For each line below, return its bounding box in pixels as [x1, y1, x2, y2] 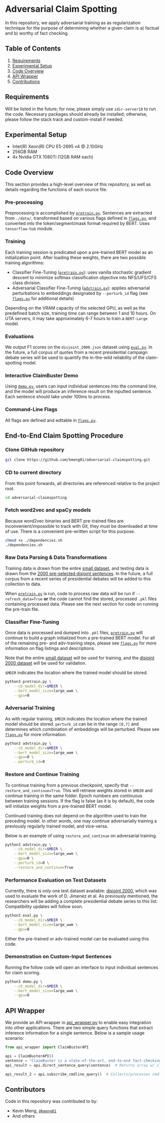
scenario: [5, 1035, 24, 1041]
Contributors [5, 1085, 46, 1093]
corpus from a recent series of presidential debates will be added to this [5, 576, 151, 581]
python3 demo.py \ [5, 979, 43, 984]
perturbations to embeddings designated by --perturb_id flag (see [12, 290, 148, 296]
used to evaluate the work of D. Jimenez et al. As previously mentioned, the [5, 893, 158, 899]
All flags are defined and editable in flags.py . [5, 417, 97, 423]
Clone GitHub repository [5, 446, 65, 453]
